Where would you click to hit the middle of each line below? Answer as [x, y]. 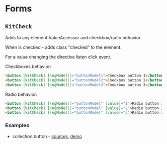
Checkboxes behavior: [28, 67]
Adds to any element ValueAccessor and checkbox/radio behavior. [73, 37]
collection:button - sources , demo [47, 136]
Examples [17, 126]
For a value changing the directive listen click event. [58, 57]
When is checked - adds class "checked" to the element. [63, 47]
